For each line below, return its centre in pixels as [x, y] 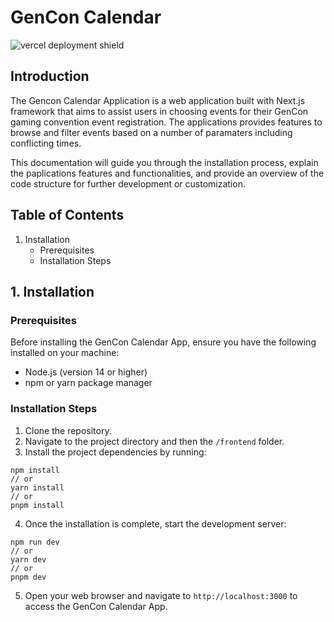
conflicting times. [46, 143]
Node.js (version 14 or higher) [86, 372]
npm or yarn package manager [88, 383]
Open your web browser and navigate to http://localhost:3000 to [161, 595]
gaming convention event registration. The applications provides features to [166, 122]
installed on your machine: [65, 353]
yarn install [37, 487]
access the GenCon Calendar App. [96, 606]
